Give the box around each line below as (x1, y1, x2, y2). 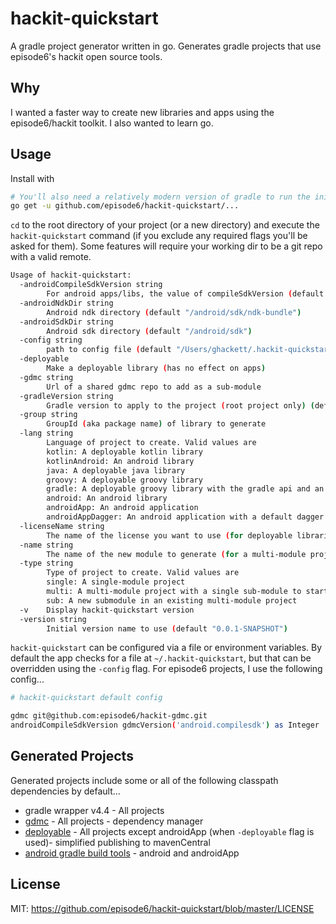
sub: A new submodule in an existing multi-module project (46, 595, 298, 606)
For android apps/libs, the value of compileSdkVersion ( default (46, 289, 325, 299)
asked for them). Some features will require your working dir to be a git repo (10, 240, 323, 252)
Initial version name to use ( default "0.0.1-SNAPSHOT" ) (46, 623, 288, 634)
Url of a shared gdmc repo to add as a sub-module (46, 382, 262, 392)
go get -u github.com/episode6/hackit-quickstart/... (10, 201, 240, 211)
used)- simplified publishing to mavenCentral (24, 836, 211, 848)
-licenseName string (19, 521, 105, 531)
